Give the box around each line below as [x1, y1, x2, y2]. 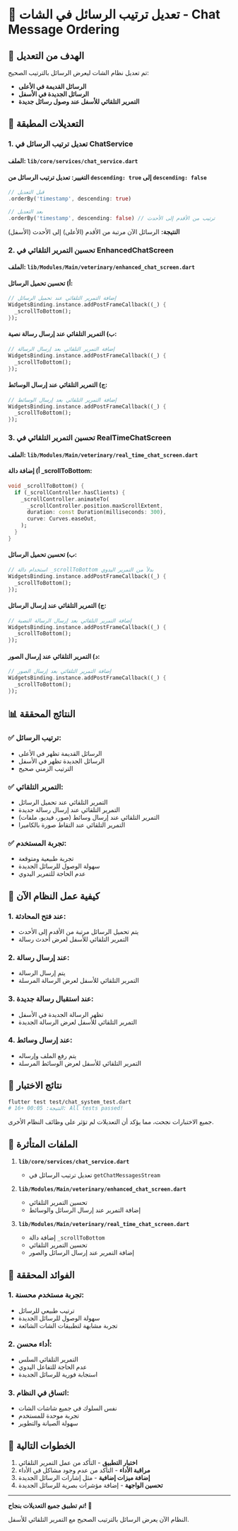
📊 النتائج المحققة [8, 708, 76, 720]
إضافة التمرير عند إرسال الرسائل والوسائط [28, 1206, 141, 1215]
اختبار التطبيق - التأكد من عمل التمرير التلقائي [18, 1459, 138, 1467]
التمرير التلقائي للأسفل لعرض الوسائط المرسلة [18, 1059, 142, 1067]
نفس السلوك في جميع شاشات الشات [18, 1404, 117, 1413]
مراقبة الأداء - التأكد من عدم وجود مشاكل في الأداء [18, 1466, 150, 1474]
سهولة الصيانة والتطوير [18, 1419, 78, 1427]
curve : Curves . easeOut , [26, 516, 97, 523]
